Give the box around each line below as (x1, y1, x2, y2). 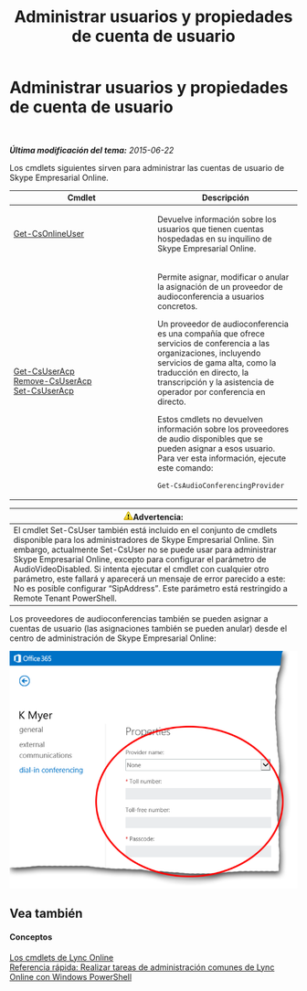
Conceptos (9, 932, 53, 943)
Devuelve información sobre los (157, 213, 277, 225)
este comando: (157, 462, 214, 473)
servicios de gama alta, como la (157, 357, 277, 368)
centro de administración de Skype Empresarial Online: (9, 633, 217, 644)
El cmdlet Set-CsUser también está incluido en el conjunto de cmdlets (13, 525, 278, 536)
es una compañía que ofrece (157, 327, 265, 339)
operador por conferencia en (157, 386, 266, 397)
